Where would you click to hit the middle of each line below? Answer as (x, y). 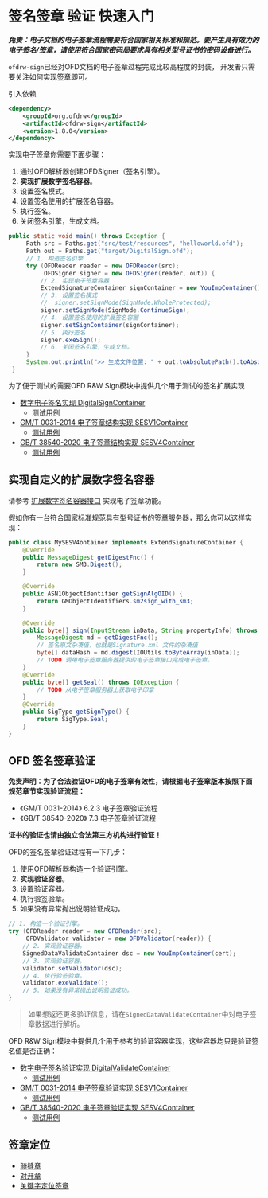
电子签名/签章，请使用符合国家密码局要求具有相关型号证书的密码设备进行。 (132, 49)
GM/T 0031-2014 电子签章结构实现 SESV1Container (104, 422)
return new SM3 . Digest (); (80, 565)
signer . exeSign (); (71, 340)
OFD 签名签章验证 (52, 761)
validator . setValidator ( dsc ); (73, 968)
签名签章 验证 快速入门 (82, 16)
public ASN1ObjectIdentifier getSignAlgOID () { (103, 594)
